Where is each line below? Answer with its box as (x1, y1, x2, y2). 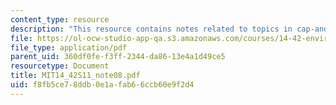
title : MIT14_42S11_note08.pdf (10, 71, 141, 81)
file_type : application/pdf (10, 42, 128, 53)
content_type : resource (10, 14, 110, 25)
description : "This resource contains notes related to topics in (10, 24, 293, 34)
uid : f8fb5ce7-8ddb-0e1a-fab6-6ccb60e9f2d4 (10, 80, 195, 90)
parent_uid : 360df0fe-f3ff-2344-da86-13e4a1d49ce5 (10, 52, 226, 62)
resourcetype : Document (10, 61, 110, 71)
